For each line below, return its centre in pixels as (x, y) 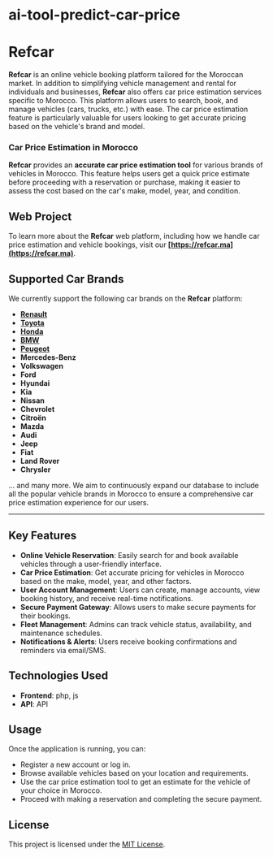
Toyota (32, 323)
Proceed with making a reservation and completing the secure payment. (141, 799)
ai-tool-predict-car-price (94, 15)
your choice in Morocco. (61, 790)
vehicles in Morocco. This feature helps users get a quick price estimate (129, 174)
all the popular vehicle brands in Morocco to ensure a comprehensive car (131, 494)
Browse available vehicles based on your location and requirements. (134, 773)
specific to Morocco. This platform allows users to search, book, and (123, 101)
